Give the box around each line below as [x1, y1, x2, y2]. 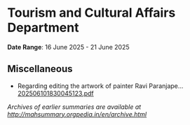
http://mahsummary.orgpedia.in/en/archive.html [7, 110, 147, 118]
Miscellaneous [7, 63, 73, 75]
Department [7, 20, 79, 36]
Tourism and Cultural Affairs [7, 5, 176, 21]
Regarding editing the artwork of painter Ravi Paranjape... [17, 82, 184, 90]
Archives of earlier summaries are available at [7, 103, 142, 111]
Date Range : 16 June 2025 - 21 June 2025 [7, 43, 130, 51]
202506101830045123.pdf [17, 89, 94, 97]
